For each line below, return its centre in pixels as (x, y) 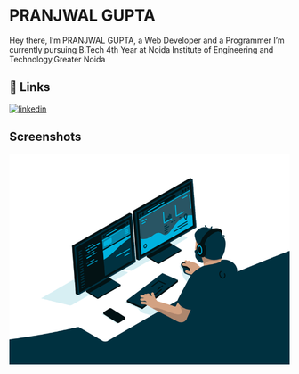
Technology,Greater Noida (57, 59)
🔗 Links (30, 87)
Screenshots (45, 137)
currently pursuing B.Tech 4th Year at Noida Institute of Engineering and (141, 49)
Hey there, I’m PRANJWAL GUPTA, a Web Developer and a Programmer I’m (147, 40)
